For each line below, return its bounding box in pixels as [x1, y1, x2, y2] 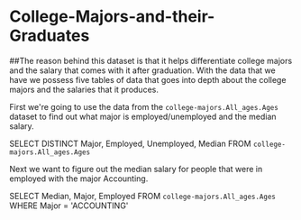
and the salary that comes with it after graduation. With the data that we [9, 65, 277, 76]
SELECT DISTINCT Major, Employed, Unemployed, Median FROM [9, 138, 251, 149]
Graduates [9, 25, 90, 46]
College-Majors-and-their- [9, 6, 215, 27]
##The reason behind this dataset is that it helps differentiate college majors [9, 55, 293, 66]
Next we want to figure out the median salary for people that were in [9, 163, 263, 174]
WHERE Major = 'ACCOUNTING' [9, 200, 129, 211]
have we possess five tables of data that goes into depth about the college [9, 74, 287, 85]
